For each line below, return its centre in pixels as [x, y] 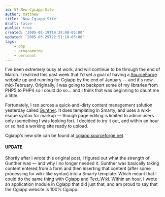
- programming [28, 51]
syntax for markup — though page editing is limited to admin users [86, 116]
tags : [11, 42]
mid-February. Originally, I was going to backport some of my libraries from [82, 85]
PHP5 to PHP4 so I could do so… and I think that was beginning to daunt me [82, 90]
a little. [12, 96]
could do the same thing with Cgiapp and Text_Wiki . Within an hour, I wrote [81, 179]
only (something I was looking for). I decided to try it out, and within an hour [82, 121]
